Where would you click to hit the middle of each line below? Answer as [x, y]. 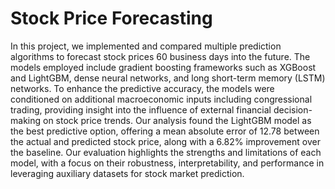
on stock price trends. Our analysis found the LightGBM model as [177, 120]
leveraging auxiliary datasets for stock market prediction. [127, 173]
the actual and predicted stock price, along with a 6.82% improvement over [165, 141]
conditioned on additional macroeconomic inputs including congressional [161, 99]
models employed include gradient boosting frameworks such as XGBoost [163, 67]
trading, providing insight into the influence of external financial [141, 109]
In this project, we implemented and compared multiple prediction [146, 46]
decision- [293, 109]
